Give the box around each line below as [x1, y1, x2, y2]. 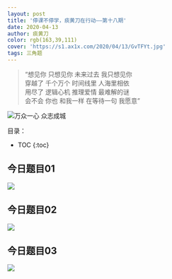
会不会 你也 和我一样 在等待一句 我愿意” [24, 96, 140, 105]
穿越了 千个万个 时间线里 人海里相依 [24, 78, 130, 87]
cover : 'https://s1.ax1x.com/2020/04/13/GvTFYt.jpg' [7, 43, 166, 50]
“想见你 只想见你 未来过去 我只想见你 [24, 70, 132, 78]
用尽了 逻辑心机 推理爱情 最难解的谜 [24, 88, 130, 96]
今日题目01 [7, 163, 55, 175]
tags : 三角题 [7, 50, 42, 57]
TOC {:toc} [17, 141, 50, 149]
